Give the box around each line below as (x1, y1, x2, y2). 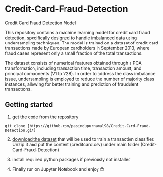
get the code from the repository (12, 114, 79, 120)
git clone (5, 123, 26, 128)
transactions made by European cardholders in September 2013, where (5, 45, 150, 51)
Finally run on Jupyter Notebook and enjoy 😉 (12, 166, 105, 172)
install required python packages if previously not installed (12, 156, 131, 162)
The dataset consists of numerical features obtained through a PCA (5, 60, 142, 66)
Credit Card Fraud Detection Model (5, 20, 76, 26)
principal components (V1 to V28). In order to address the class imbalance (5, 70, 156, 76)
